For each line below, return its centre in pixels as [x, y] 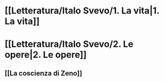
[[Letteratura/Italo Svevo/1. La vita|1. [82, 11]
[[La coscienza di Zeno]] [43, 73]
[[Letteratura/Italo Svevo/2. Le [69, 44]
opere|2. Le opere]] [46, 55]
